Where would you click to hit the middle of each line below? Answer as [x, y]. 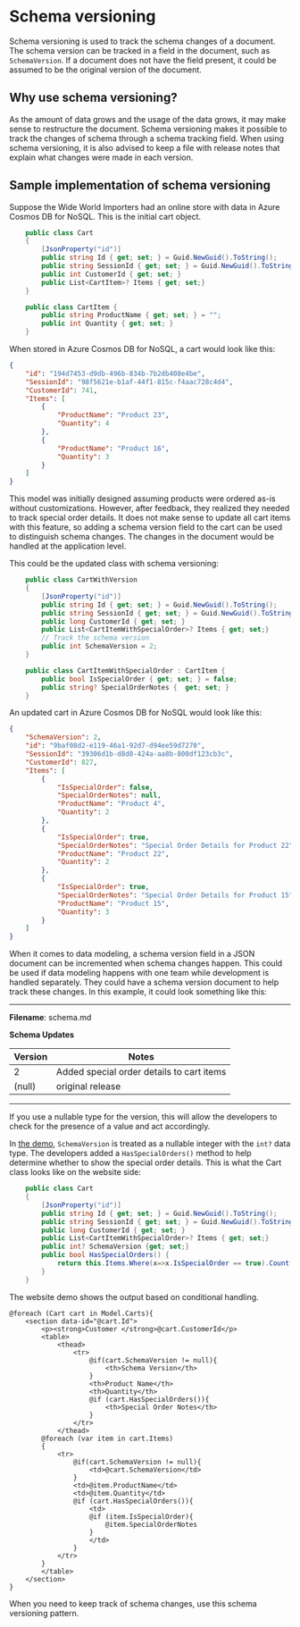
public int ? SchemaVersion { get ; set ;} [116, 1247]
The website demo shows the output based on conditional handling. [134, 1296]
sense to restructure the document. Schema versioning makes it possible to [148, 129]
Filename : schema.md [50, 1018]
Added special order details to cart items [142, 1072]
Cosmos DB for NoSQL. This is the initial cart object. [105, 216]
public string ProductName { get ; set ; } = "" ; [131, 315]
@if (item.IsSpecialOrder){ [141, 1516]
